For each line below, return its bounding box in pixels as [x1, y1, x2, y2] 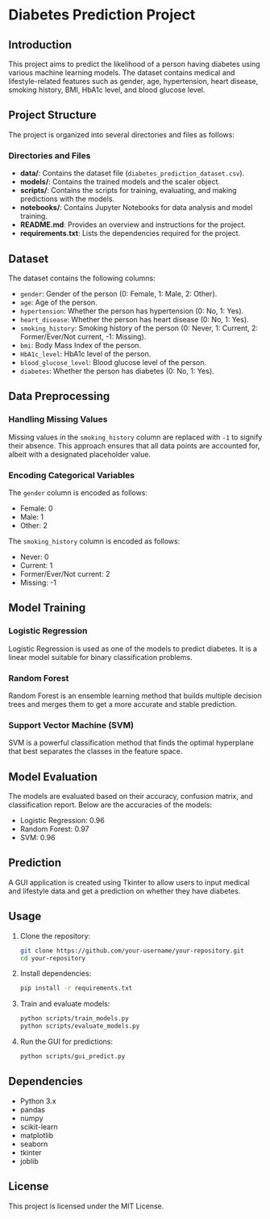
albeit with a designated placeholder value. [8, 449, 152, 459]
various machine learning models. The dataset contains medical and [8, 68, 235, 78]
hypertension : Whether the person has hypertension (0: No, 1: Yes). [19, 305, 244, 316]
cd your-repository [19, 954, 86, 962]
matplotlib [19, 1130, 54, 1140]
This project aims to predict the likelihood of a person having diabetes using [8, 59, 260, 69]
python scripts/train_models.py [19, 1015, 129, 1023]
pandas [19, 1104, 46, 1114]
